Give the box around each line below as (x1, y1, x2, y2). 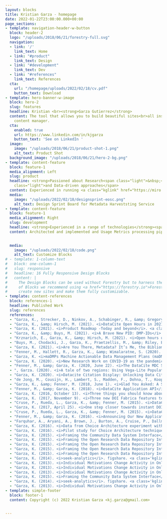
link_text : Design (14, 58, 52, 63)
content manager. (14, 118, 50, 123)
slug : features (9, 104, 41, 109)
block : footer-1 (9, 493, 43, 498)
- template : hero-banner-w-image (5, 95, 75, 100)
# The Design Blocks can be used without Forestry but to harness (5, 280, 155, 285)
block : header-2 (9, 30, 43, 35)
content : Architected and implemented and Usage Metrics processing (9, 229, 155, 234)
